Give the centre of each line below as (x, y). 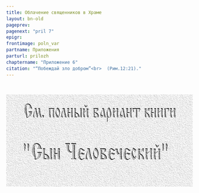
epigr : (14, 37)
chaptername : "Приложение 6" (42, 62)
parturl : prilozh (28, 56)
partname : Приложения (33, 50)
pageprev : (18, 25)
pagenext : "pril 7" (30, 31)
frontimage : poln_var (33, 44)
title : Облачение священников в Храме (54, 12)
